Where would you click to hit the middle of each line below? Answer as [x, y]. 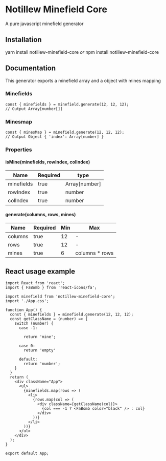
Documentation [31, 68]
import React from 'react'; [35, 283]
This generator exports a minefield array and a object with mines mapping [83, 80]
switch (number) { [34, 324]
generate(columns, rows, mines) [41, 214]
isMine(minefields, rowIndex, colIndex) [48, 162]
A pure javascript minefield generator [44, 24]
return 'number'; [42, 364]
